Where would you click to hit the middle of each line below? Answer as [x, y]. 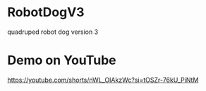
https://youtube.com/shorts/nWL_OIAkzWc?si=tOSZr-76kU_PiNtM [103, 80]
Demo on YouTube [62, 60]
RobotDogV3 [46, 12]
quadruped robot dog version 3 [53, 32]
